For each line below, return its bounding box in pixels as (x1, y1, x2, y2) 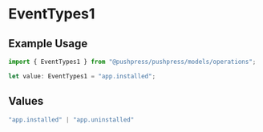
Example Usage (8, 37, 88, 50)
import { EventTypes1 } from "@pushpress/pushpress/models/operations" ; (8, 58, 257, 66)
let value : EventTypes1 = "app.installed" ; (8, 72, 156, 80)
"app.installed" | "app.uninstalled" (8, 115, 135, 124)
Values (8, 94, 44, 108)
